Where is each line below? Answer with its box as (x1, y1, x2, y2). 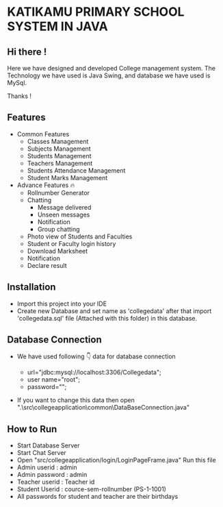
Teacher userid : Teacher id (16, 478, 95, 486)
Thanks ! (7, 92, 32, 100)
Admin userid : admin (16, 463, 77, 471)
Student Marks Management (27, 173, 108, 182)
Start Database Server (16, 441, 80, 449)
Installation (7, 282, 56, 293)
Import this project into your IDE (16, 299, 107, 308)
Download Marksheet (27, 247, 88, 255)
